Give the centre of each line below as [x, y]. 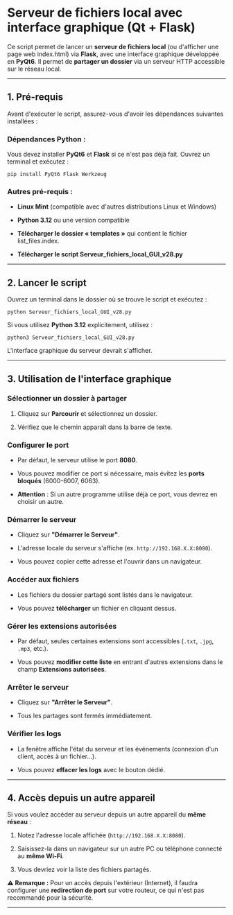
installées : [23, 121]
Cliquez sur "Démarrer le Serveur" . [68, 534]
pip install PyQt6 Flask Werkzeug [57, 175]
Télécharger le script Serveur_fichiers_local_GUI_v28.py [100, 254]
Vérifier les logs [34, 734]
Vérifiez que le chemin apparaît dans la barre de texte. [95, 427]
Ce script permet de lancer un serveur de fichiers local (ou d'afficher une [113, 46]
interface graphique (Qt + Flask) [101, 27]
